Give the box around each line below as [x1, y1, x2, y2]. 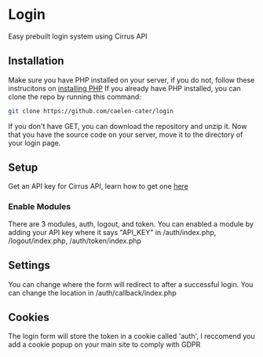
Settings [8, 259, 51, 272]
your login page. [8, 138, 61, 147]
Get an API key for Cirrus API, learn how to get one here [8, 182, 188, 191]
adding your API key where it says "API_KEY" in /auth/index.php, [8, 227, 217, 237]
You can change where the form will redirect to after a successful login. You [8, 279, 254, 289]
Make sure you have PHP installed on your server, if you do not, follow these [8, 75, 255, 84]
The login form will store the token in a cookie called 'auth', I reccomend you [8, 332, 255, 341]
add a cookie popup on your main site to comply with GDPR [8, 340, 201, 349]
